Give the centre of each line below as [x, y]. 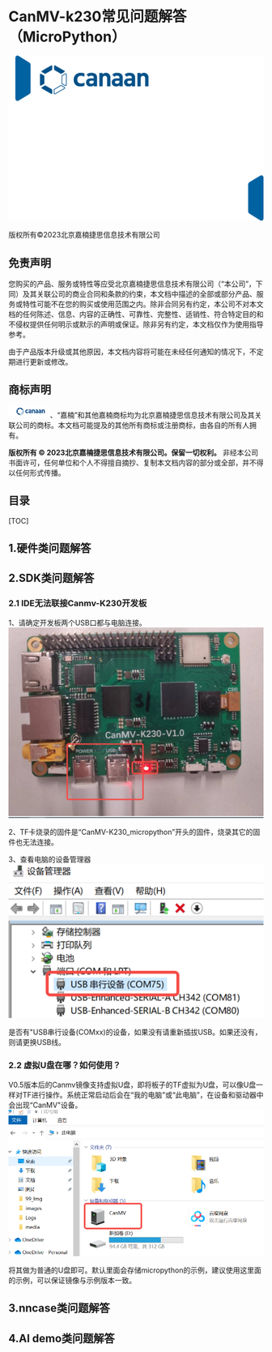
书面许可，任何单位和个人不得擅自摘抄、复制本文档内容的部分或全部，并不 [132, 462]
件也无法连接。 [33, 842]
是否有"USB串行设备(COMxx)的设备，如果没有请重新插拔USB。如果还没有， [135, 1032]
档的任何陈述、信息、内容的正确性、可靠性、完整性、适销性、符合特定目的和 [136, 314]
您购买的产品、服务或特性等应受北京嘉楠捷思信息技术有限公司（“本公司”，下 [136, 284]
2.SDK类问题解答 [51, 578]
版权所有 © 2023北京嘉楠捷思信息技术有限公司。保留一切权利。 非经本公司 [134, 452]
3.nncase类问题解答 [59, 1309]
